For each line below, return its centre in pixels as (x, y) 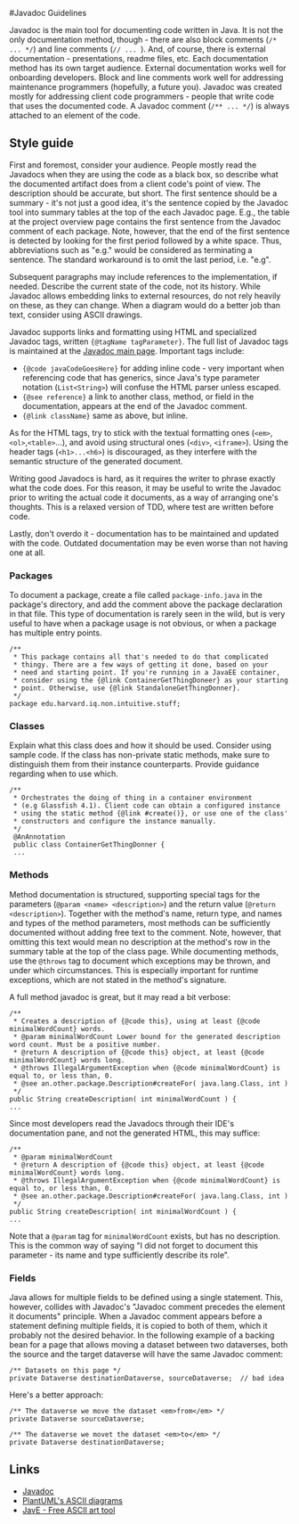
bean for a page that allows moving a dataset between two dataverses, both (149, 1344)
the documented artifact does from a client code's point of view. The (135, 184)
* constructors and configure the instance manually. (115, 822)
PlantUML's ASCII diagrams (72, 1500)
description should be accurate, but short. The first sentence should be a (143, 193)
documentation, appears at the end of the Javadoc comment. (134, 406)
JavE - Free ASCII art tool (69, 1510)
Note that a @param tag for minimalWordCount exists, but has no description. (145, 1236)
